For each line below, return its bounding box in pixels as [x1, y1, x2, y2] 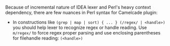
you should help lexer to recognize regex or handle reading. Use [12, 24, 147, 30]
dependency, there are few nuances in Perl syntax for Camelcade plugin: [5, 9, 158, 15]
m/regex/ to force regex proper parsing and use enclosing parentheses [12, 30, 161, 35]
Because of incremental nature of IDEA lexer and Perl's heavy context [5, 4, 151, 10]
